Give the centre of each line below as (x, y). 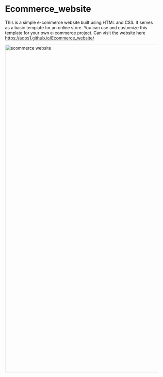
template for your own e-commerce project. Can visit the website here (75, 33)
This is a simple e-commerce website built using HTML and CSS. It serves (79, 22)
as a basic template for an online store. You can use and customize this (76, 27)
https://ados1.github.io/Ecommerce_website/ (50, 38)
